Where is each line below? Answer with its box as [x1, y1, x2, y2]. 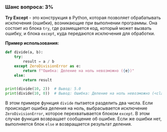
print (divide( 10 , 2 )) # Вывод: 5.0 [5, 86, 81, 91]
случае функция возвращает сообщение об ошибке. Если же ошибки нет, [5, 116, 162, 122]
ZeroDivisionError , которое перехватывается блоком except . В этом [5, 111, 150, 117]
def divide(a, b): [5, 50, 43, 55]
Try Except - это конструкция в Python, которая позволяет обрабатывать [5, 15, 161, 21]
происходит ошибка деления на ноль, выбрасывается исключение [5, 105, 148, 111]
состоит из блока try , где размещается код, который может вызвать [5, 25, 152, 31]
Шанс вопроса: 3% [5, 3, 54, 10]
